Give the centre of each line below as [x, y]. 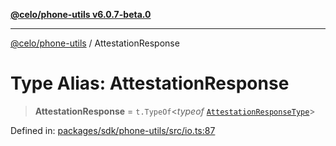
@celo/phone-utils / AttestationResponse [95, 43]
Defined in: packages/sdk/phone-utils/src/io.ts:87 [113, 130]
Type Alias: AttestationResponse [150, 83]
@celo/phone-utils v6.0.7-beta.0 [81, 14]
